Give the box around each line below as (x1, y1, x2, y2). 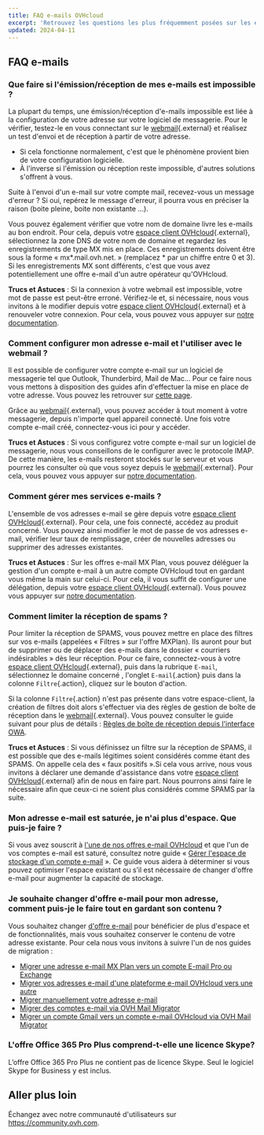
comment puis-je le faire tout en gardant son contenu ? (8, 903, 222, 914)
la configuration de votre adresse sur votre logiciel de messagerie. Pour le (8, 115, 247, 124)
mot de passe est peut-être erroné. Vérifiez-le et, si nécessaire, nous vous (8, 293, 249, 303)
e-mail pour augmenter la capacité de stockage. (8, 874, 164, 883)
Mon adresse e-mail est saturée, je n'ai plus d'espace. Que (8, 812, 237, 823)
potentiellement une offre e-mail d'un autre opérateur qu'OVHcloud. (8, 269, 229, 279)
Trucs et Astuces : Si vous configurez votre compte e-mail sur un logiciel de (8, 438, 256, 447)
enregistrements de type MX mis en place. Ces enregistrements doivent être (8, 245, 255, 254)
